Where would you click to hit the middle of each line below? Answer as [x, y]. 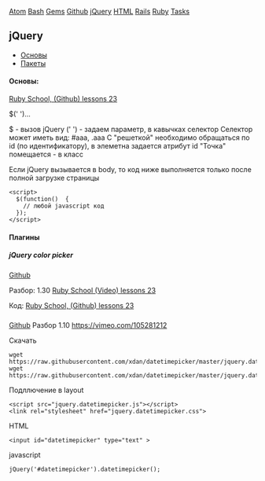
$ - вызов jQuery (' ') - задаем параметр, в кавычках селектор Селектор [131, 130]
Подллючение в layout [46, 390]
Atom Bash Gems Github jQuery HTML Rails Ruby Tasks [99, 11]
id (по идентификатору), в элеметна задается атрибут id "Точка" [118, 146]
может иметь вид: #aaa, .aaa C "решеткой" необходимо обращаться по [129, 138]
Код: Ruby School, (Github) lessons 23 [72, 305]
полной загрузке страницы [54, 178]
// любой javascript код [64, 206]
